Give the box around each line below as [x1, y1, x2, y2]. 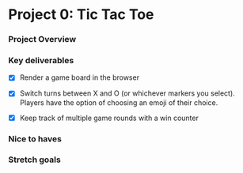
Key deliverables [8, 55, 74, 66]
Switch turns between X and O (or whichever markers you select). [19, 88, 235, 98]
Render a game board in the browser [19, 73, 140, 82]
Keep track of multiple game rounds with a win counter [19, 113, 199, 122]
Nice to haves [8, 133, 62, 144]
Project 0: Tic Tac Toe [8, 6, 154, 24]
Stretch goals [8, 154, 61, 165]
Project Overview [8, 34, 77, 45]
